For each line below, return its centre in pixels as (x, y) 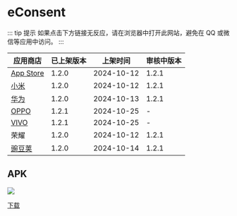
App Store (28, 73)
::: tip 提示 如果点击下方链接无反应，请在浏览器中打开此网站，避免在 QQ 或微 (119, 32)
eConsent (37, 12)
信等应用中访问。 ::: (36, 41)
